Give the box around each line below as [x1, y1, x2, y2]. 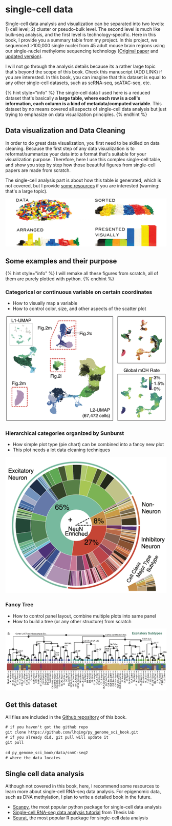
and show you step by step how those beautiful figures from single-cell [5, 162, 156, 168]
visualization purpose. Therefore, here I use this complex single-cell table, [5, 156, 162, 162]
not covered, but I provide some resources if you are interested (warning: [5, 182, 160, 188]
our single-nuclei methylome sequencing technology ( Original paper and [5, 48, 159, 54]
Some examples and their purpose [5, 257, 117, 265]
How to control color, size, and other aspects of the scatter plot [12, 305, 146, 312]
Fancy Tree [5, 601, 34, 608]
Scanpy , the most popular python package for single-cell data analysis [12, 804, 162, 810]
